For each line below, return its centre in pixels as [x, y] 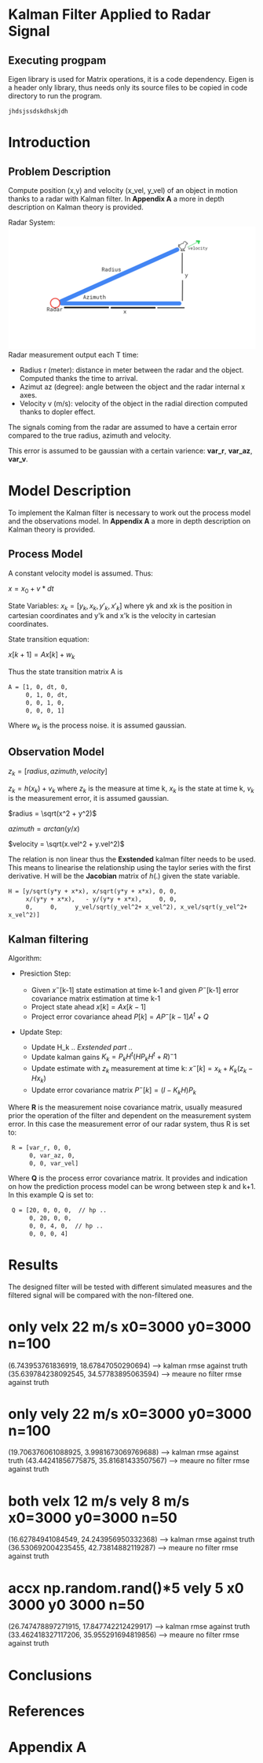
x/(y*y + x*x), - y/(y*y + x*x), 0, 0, [101, 899]
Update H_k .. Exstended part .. [82, 1047]
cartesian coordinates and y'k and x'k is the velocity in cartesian [112, 616]
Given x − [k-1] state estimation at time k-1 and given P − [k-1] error [135, 989]
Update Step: [41, 1032]
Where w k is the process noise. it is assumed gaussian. [97, 726]
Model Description [70, 491]
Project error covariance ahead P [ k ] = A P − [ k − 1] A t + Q [120, 1016]
